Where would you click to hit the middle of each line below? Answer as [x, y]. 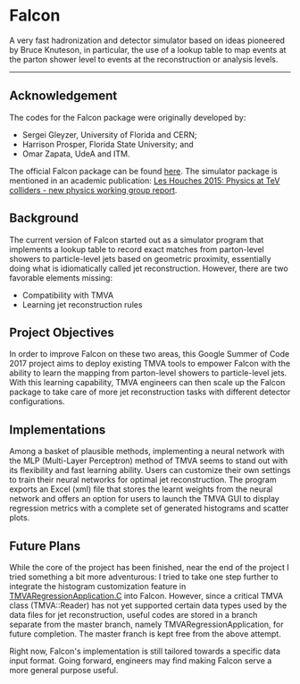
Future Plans [45, 546]
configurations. [37, 401]
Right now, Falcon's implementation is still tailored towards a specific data [145, 651]
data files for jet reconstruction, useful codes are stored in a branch [133, 615]
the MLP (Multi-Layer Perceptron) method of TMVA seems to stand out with [149, 460]
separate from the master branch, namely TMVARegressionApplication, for [146, 624]
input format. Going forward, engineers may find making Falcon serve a [141, 661]
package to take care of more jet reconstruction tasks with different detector [150, 392]
